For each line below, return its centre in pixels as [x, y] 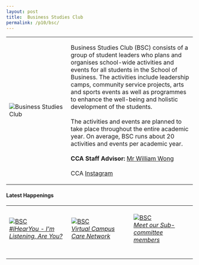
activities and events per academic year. [127, 144]
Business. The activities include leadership [130, 77]
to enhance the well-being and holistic [124, 99]
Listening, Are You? [36, 236]
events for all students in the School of [124, 70]
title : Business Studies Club [45, 17]
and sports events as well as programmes [129, 92]
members [147, 240]
